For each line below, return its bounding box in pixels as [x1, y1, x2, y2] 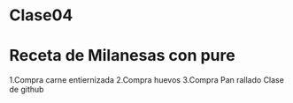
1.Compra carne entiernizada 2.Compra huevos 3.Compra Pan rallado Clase [9, 75, 285, 85]
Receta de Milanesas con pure [9, 46, 236, 66]
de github [9, 85, 44, 95]
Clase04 [9, 5, 73, 26]
